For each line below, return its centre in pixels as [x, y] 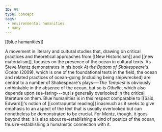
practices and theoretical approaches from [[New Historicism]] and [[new [79, 56]
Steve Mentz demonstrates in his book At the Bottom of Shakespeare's [77, 67]
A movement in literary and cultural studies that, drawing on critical [73, 52]
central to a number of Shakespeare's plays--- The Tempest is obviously [78, 83]
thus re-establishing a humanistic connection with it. [58, 124]
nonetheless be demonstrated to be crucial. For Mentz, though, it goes [77, 114]
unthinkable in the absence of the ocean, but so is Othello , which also [75, 88]
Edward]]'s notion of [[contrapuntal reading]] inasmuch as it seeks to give [80, 104]
